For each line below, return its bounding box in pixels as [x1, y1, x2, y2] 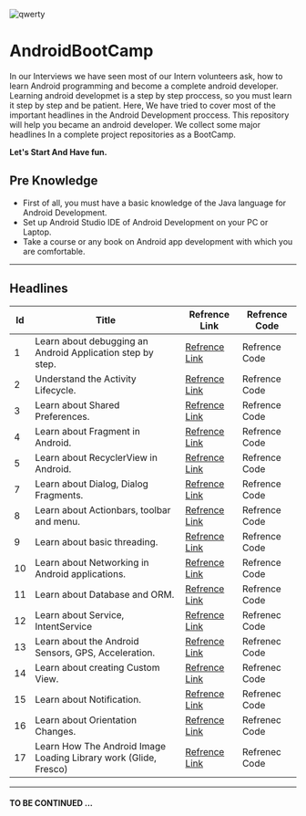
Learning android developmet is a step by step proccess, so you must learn [9, 89, 292, 100]
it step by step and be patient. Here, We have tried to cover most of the [9, 99, 276, 110]
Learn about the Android [35, 634, 139, 647]
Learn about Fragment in [35, 424, 141, 437]
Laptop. [22, 226, 52, 237]
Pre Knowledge [9, 173, 98, 189]
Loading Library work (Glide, [35, 751, 158, 764]
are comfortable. [22, 246, 86, 256]
